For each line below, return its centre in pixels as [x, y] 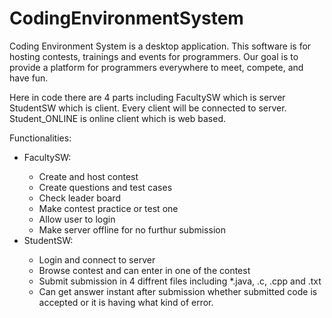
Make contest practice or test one [108, 208]
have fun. [29, 78]
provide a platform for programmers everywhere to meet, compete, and [156, 67]
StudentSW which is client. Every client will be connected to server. [148, 108]
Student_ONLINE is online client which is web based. [118, 118]
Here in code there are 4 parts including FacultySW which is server [147, 97]
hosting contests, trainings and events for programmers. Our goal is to [154, 56]
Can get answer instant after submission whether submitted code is [178, 291]
